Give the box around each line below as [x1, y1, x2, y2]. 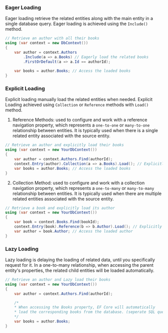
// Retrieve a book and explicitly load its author [5, 205, 115, 210]
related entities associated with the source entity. [12, 195, 114, 202]
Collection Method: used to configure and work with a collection [12, 180, 145, 186]
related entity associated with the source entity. [12, 133, 111, 139]
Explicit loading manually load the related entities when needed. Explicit [5, 96, 153, 102]
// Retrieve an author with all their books [5, 36, 99, 41]
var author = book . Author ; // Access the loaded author [14, 229, 133, 234]
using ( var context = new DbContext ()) [5, 41, 88, 46]
